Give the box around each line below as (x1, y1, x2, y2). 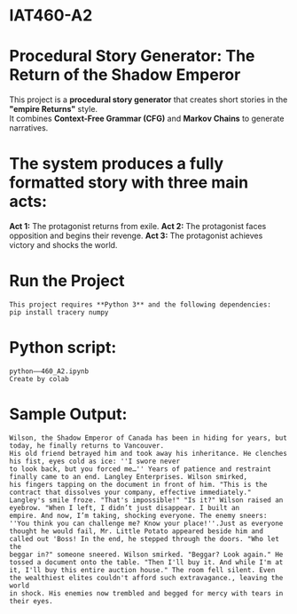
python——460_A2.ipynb (9, 366, 90, 376)
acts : (9, 192, 47, 211)
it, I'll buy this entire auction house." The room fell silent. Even (9, 565, 276, 574)
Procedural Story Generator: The (9, 46, 255, 67)
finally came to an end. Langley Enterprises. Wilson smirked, (9, 472, 248, 481)
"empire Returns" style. (9, 104, 98, 115)
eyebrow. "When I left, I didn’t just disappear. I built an (9, 503, 240, 512)
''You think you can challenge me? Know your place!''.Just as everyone (9, 519, 284, 528)
